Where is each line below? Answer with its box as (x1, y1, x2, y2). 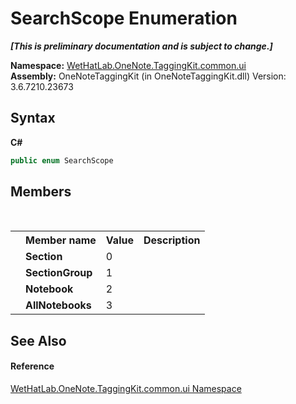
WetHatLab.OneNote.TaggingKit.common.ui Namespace (10, 383, 242, 395)
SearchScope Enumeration (10, 7, 238, 30)
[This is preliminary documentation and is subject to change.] (10, 40, 273, 52)
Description (143, 233, 201, 247)
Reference (10, 360, 55, 372)
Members (10, 183, 72, 201)
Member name (25, 233, 97, 247)
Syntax (10, 110, 56, 127)
